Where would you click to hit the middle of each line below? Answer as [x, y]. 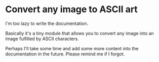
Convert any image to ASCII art [71, 9]
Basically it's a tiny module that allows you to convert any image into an [80, 33]
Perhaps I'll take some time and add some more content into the [72, 48]
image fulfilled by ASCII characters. [42, 39]
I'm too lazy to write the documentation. [47, 23]
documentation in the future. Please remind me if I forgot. [65, 54]
